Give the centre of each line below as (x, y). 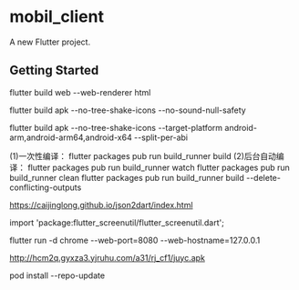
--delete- (263, 177)
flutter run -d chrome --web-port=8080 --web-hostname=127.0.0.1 (135, 240)
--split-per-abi (161, 137)
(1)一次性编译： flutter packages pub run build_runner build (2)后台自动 (143, 155)
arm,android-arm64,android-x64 (71, 137)
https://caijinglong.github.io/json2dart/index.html (101, 205)
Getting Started (54, 70)
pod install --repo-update (57, 275)
